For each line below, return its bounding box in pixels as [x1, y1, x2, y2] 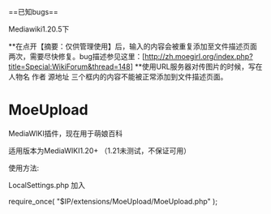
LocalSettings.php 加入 [8, 180, 86, 190]
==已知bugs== [8, 7, 58, 16]
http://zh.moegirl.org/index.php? [144, 52, 253, 61]
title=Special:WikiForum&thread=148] [8, 62, 134, 71]
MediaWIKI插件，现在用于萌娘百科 [8, 128, 123, 138]
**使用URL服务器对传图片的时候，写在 [135, 62, 263, 71]
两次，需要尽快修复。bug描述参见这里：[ [8, 52, 145, 61]
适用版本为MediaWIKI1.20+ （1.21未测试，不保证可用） [8, 145, 191, 156]
